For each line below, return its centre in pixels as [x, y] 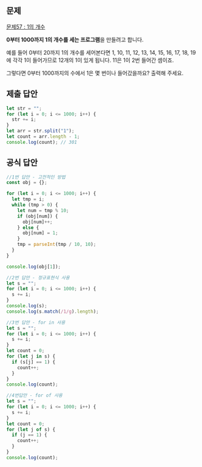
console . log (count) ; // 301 [42, 142]
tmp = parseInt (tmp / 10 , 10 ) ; [57, 245]
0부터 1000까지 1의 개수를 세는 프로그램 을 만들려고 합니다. [75, 39]
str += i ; [24, 120]
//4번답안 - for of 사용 [34, 396]
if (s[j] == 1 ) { [34, 362]
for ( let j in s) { [31, 356]
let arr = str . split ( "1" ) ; [40, 131]
